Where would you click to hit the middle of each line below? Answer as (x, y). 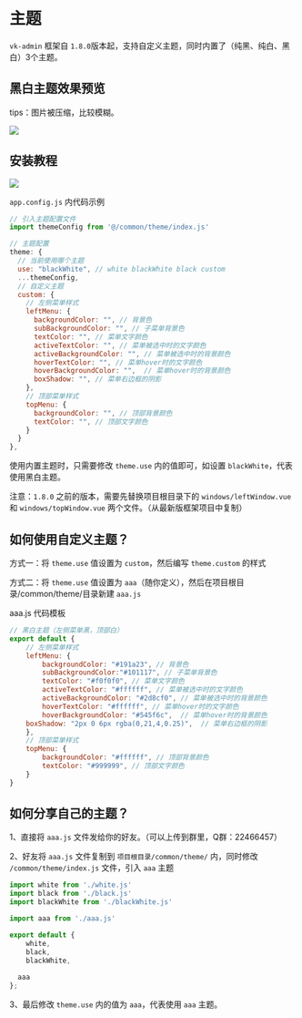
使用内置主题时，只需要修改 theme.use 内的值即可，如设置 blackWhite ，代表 (151, 466)
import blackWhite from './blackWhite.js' (91, 902)
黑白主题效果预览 (57, 89)
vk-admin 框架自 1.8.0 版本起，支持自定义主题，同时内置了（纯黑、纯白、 (146, 46)
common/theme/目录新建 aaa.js (81, 594)
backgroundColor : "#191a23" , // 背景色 (116, 664)
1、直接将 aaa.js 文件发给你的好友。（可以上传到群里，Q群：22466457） (146, 837)
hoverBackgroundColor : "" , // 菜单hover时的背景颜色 (132, 371)
